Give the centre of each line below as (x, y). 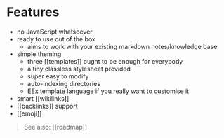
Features (33, 12)
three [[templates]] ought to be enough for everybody (105, 61)
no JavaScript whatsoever (54, 32)
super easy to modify (58, 76)
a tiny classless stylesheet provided (79, 69)
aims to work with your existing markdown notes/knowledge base (122, 46)
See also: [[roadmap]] (55, 127)
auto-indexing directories (64, 83)
